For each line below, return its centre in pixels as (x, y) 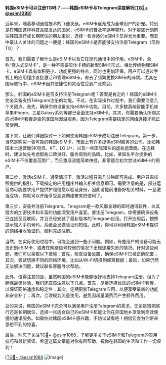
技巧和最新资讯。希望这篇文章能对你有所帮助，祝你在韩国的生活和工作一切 (81, 341)
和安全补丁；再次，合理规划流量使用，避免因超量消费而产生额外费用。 (77, 295)
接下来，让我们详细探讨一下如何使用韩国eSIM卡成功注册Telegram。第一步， (83, 135)
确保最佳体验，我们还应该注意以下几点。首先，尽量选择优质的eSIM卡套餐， (82, 283)
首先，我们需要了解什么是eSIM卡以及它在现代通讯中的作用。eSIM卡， (76, 59)
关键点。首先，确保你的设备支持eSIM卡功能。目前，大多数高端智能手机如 (84, 106)
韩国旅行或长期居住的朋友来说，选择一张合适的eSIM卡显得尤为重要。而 (82, 36)
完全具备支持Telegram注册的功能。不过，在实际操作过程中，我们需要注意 (80, 100)
